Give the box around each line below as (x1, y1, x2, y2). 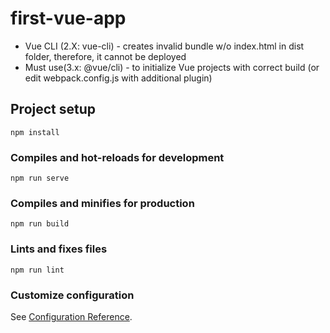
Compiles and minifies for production (10, 196, 195, 210)
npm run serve (10, 173, 70, 184)
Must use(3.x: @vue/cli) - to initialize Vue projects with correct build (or (24, 61, 320, 73)
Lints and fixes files (10, 242, 108, 256)
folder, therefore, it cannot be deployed (24, 50, 187, 62)
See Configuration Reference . (10, 310, 133, 322)
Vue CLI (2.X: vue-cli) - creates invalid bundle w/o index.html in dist (24, 40, 305, 52)
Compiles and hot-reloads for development (10, 150, 225, 164)
